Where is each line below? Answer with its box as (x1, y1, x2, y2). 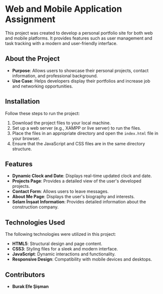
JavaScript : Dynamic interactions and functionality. (12, 251, 116, 257)
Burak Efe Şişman (12, 284, 49, 289)
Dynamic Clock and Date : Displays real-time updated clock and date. (12, 173, 152, 179)
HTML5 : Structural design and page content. (12, 241, 102, 247)
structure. (12, 146, 32, 152)
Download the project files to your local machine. (12, 120, 111, 126)
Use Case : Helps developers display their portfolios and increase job (12, 78, 150, 84)
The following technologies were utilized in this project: (5, 231, 116, 237)
